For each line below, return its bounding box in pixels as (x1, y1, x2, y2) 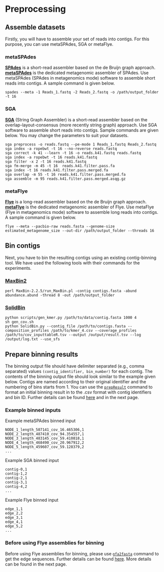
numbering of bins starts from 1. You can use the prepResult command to (5, 384, 153, 390)
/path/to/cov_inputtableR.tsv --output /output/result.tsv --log (5, 333, 141, 338)
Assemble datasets (5, 23, 66, 31)
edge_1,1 (5, 507, 23, 512)
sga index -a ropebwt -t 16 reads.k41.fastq (5, 155, 97, 160)
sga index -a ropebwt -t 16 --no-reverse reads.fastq (5, 146, 117, 151)
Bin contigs (5, 242, 41, 250)
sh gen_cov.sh (5, 319, 34, 325)
